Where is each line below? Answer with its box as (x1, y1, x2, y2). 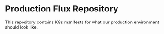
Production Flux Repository (5, 3, 118, 14)
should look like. (5, 24, 38, 30)
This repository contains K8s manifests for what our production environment (5, 19, 159, 25)
